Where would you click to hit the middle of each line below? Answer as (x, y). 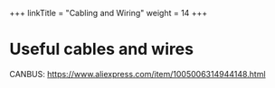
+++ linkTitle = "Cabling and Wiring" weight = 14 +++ (109, 13)
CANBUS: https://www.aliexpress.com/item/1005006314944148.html (137, 74)
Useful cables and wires (102, 49)
